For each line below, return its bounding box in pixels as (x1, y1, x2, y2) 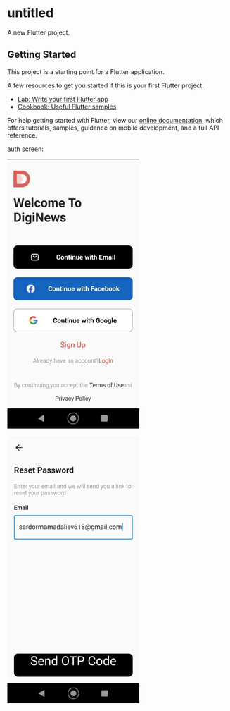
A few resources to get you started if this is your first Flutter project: (7, 81, 204, 90)
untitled (7, 5, 54, 21)
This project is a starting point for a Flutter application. (7, 67, 165, 75)
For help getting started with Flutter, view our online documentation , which (7, 116, 224, 124)
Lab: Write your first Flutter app (17, 95, 109, 103)
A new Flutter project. (7, 28, 70, 37)
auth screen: (7, 145, 44, 153)
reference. (7, 130, 37, 139)
